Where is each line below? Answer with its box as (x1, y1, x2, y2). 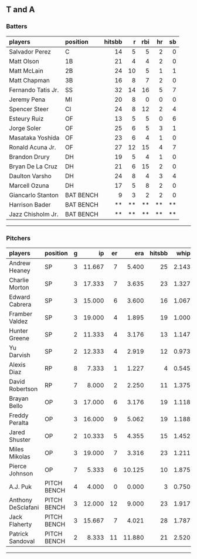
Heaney (9, 266, 30, 274)
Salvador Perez (9, 47, 51, 55)
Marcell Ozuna (9, 181, 49, 189)
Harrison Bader (9, 200, 51, 208)
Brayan (9, 394, 29, 402)
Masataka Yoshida (9, 134, 60, 142)
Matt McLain (9, 66, 44, 75)
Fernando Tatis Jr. (9, 85, 59, 94)
